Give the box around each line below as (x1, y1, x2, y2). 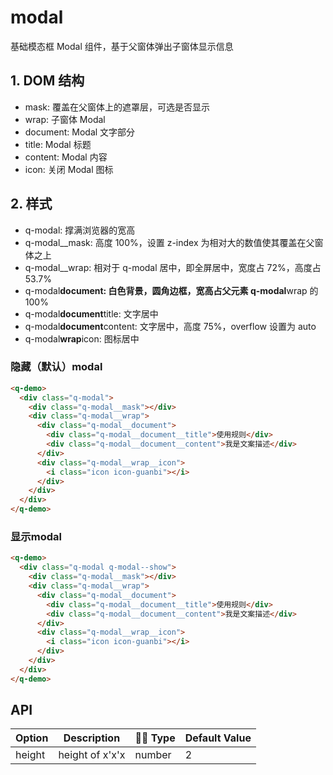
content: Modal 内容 (24, 151, 108, 163)
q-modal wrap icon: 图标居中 (24, 332, 140, 345)
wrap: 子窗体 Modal (24, 113, 106, 125)
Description (63, 731, 121, 745)
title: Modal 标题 (24, 138, 92, 150)
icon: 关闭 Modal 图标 (24, 163, 114, 175)
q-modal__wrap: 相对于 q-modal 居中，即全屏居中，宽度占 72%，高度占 (24, 261, 322, 273)
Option (15, 731, 49, 745)
